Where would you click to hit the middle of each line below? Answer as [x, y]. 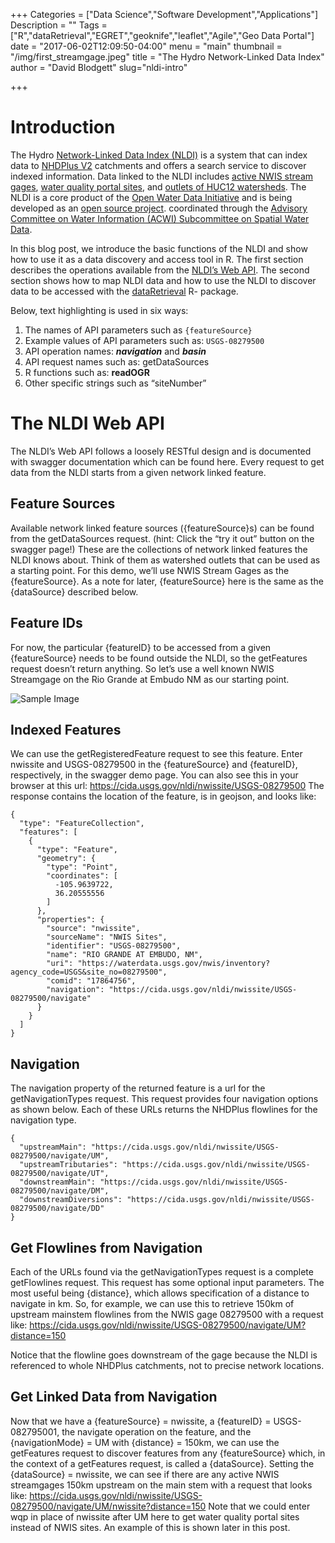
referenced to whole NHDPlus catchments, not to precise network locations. [167, 1365]
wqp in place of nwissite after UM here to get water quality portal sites [155, 1516]
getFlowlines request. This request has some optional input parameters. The [167, 1282]
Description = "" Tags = [59, 25]
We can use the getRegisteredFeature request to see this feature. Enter [156, 754]
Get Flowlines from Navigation [106, 1247]
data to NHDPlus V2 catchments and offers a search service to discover [158, 165]
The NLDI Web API [87, 423]
